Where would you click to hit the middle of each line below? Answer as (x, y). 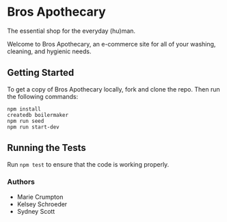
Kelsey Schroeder (42, 204)
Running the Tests (47, 148)
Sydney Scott (36, 211)
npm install (24, 109)
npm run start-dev (33, 127)
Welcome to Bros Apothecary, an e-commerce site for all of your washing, (111, 44)
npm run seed (26, 121)
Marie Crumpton (40, 197)
